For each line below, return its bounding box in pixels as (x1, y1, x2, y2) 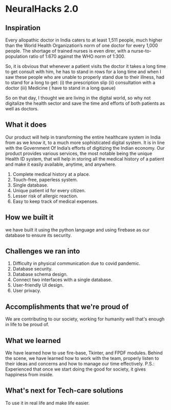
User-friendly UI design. (12, 282, 64, 288)
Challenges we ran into (5, 247, 80, 256)
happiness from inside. (5, 372, 54, 378)
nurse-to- (131, 48, 152, 54)
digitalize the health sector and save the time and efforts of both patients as (5, 100, 165, 106)
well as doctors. (5, 106, 39, 111)
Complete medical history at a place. (12, 171, 91, 177)
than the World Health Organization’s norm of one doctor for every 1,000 (5, 42, 158, 49)
